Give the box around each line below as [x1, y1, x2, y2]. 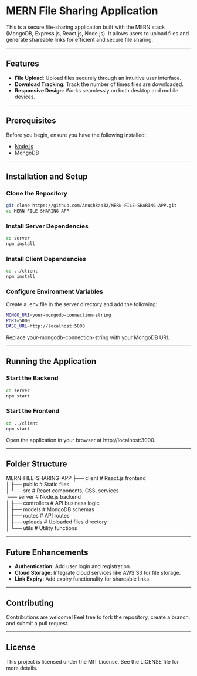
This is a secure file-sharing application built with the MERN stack [6, 24, 165, 31]
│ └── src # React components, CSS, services [6, 487, 119, 494]
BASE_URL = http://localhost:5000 [6, 323, 85, 329]
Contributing [6, 598, 54, 608]
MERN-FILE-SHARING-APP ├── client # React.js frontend [6, 475, 146, 482]
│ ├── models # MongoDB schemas [6, 506, 95, 513]
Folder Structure [6, 459, 67, 469]
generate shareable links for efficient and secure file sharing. [6, 36, 154, 43]
